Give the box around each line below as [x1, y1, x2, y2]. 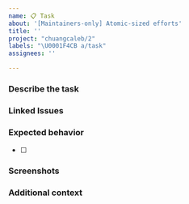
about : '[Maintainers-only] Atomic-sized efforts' [8, 19, 183, 28]
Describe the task [8, 83, 79, 94]
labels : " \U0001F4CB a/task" [8, 42, 107, 50]
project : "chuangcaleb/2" [8, 34, 95, 43]
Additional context [8, 187, 83, 198]
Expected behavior [8, 126, 85, 138]
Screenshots [8, 165, 60, 176]
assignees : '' [8, 49, 57, 57]
